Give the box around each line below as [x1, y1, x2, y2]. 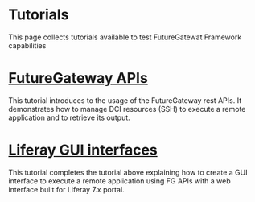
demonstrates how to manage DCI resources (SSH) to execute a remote [8, 104, 246, 113]
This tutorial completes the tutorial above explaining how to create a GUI [8, 167, 248, 177]
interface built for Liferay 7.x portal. [8, 184, 125, 194]
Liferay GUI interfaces [8, 141, 158, 159]
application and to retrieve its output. [8, 113, 130, 122]
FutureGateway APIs [8, 69, 149, 88]
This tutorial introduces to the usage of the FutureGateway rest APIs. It [8, 95, 242, 105]
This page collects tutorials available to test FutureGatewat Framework [8, 32, 242, 42]
